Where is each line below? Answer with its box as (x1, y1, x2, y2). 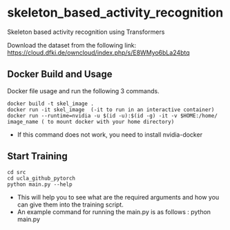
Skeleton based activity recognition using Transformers (7, 28, 165, 36)
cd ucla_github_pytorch (7, 175, 76, 182)
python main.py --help (7, 181, 73, 188)
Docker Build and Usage (7, 68, 113, 80)
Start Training (7, 151, 68, 162)
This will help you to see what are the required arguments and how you (17, 193, 220, 201)
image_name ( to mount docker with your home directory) (7, 118, 175, 125)
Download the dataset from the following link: (7, 41, 137, 49)
